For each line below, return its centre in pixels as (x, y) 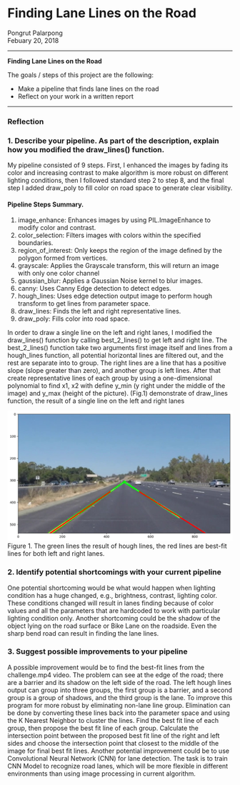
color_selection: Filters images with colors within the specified (109, 235)
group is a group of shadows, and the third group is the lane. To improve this (120, 697)
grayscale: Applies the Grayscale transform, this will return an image (118, 266)
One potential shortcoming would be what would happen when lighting (111, 588)
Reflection (26, 121)
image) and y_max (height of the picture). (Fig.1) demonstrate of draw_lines (118, 394)
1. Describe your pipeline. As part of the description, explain (113, 141)
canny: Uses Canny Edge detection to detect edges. (94, 289)
